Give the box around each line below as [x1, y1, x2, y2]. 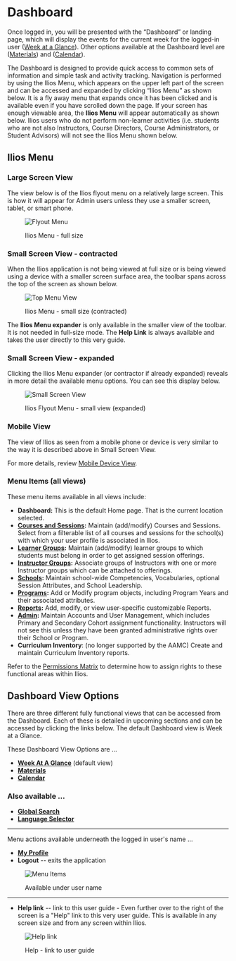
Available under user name [25, 883, 103, 892]
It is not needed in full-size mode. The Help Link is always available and [7, 328, 215, 336]
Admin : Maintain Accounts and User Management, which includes [17, 611, 210, 619]
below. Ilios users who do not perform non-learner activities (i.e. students [7, 116, 220, 124]
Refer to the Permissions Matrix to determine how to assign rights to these [7, 662, 223, 671]
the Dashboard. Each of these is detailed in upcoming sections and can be [7, 716, 223, 725]
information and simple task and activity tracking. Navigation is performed [7, 71, 222, 80]
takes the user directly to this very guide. [7, 336, 126, 344]
